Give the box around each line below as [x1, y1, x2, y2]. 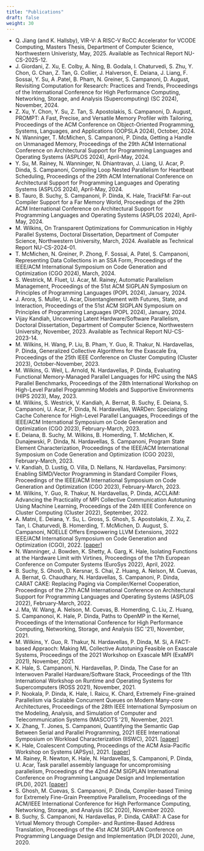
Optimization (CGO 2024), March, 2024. [15, 270, 116, 277]
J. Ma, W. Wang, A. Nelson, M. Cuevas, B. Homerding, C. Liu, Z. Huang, [15, 606, 194, 614]
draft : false [6, 15, 40, 21]
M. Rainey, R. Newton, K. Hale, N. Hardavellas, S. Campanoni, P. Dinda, [15, 755, 193, 762]
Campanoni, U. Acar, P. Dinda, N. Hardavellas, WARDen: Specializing [15, 405, 188, 413]
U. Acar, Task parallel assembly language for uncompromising [15, 762, 171, 769]
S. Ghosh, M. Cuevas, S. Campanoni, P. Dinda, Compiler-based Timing [15, 787, 192, 794]
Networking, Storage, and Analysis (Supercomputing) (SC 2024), [15, 95, 178, 102]
